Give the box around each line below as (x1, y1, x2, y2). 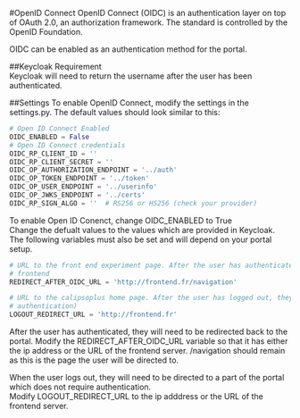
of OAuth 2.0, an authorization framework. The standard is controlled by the (9, 17, 288, 28)
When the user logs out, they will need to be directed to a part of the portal (9, 372, 285, 382)
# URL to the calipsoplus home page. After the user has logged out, (9, 294, 274, 303)
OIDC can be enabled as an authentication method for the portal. (9, 44, 247, 54)
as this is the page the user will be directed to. (9, 355, 179, 365)
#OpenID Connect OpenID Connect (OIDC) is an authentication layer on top (9, 8, 287, 18)
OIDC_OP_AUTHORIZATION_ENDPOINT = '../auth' (9, 165, 178, 175)
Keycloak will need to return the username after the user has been (9, 71, 253, 81)
